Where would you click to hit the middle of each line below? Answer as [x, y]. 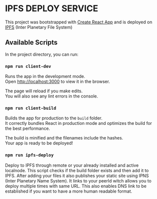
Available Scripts [31, 43]
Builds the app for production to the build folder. [54, 118]
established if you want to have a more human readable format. [69, 191]
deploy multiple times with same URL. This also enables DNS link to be [76, 186]
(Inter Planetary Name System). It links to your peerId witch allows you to [78, 180]
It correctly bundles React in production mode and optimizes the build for [78, 123]
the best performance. [28, 129]
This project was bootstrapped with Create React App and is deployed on [79, 22]
